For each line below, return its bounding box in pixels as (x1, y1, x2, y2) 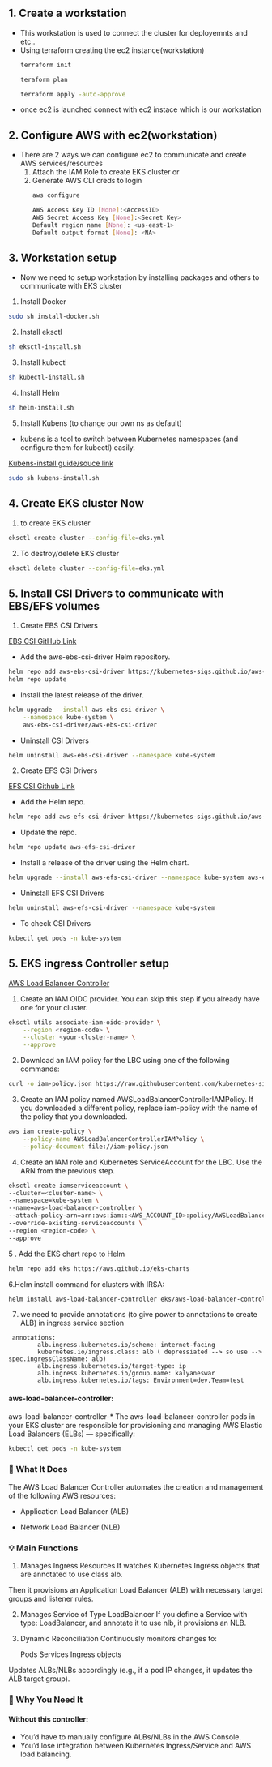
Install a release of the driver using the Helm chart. (19, 858, 189, 868)
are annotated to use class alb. (19, 1569, 123, 1580)
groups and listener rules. (8, 1593, 94, 1604)
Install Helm (19, 388, 60, 398)
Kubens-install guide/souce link (8, 458, 114, 468)
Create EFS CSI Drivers (19, 766, 98, 775)
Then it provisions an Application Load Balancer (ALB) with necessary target (8, 1585, 263, 1595)
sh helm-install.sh (8, 404, 74, 412)
